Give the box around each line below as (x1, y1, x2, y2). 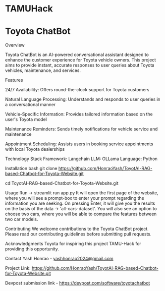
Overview (5, 42, 25, 48)
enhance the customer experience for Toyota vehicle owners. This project (5, 57, 156, 63)
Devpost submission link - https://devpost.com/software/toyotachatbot (5, 280, 150, 286)
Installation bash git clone (5, 166, 58, 172)
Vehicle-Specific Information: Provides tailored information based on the (5, 111, 153, 117)
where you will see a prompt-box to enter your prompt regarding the (5, 195, 145, 201)
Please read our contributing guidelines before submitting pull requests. (5, 231, 152, 237)
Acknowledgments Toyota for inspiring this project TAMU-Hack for (5, 241, 141, 247)
